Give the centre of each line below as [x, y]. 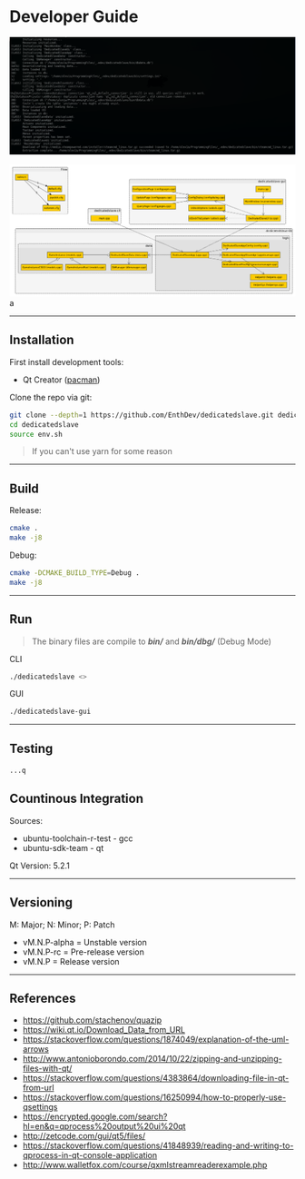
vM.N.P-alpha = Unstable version [84, 942]
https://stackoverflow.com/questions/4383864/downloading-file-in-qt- [156, 1078]
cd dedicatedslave [44, 424]
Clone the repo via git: [51, 397]
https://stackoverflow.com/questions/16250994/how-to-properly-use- [154, 1097]
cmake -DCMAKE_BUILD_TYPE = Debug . [75, 573]
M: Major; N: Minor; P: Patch [62, 925]
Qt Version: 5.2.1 [40, 866]
